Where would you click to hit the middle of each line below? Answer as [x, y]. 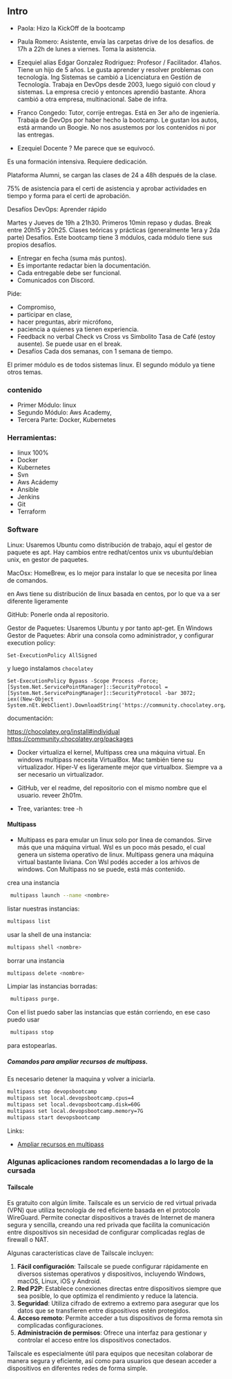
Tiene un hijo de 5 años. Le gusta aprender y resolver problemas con [115, 69]
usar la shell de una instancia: [49, 934]
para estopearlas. [32, 1046]
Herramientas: [32, 438]
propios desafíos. [32, 245]
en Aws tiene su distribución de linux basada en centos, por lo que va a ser [114, 594]
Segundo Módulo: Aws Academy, [64, 412]
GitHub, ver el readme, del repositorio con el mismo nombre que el [112, 788]
